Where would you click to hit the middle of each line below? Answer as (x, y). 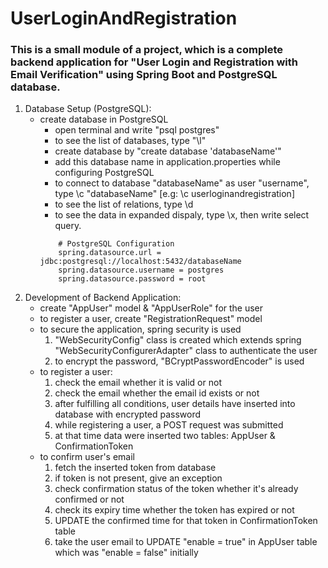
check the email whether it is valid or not (138, 383)
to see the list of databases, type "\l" (130, 141)
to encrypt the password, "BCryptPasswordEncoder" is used (179, 361)
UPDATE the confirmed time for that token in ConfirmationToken (186, 521)
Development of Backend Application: (103, 298)
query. (68, 226)
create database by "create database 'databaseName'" (168, 151)
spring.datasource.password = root (132, 279)
